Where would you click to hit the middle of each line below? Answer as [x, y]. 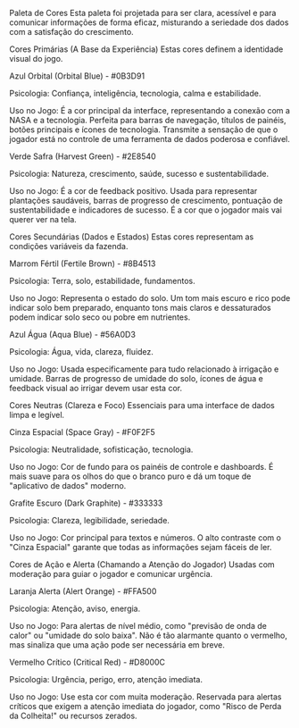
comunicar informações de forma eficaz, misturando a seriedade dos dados [149, 22]
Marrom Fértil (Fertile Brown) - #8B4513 [83, 264]
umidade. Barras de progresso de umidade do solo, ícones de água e [136, 378]
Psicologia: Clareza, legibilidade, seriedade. [89, 520]
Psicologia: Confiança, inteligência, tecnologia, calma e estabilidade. [135, 93]
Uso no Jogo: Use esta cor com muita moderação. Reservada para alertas [145, 697]
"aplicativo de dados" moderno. [68, 485]
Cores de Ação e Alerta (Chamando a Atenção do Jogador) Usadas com [142, 565]
